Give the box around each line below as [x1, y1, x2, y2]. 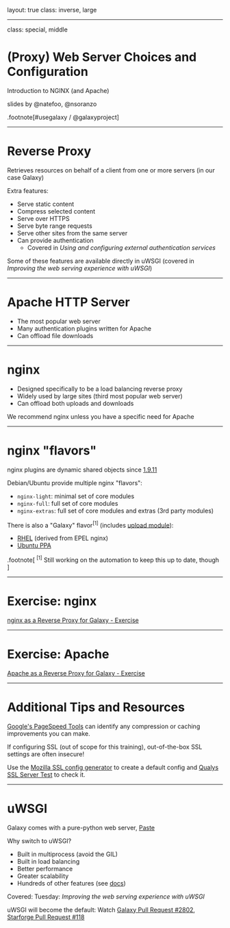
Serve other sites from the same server [16, 229, 128, 237]
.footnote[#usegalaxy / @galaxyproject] [7, 113, 120, 121]
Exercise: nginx [7, 593, 97, 609]
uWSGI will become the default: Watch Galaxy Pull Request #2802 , [7, 905, 196, 914]
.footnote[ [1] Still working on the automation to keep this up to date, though [7, 554, 220, 564]
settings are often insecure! [7, 749, 84, 758]
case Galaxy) [7, 173, 44, 181]
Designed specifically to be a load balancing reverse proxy [16, 385, 183, 393]
